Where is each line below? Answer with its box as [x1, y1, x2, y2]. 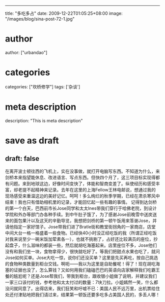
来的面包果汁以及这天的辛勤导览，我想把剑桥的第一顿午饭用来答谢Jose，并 [5, 218, 157, 224]
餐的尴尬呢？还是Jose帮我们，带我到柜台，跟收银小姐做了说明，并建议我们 [5, 273, 157, 279]
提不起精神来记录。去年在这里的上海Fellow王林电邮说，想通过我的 [22, 187, 156, 192]
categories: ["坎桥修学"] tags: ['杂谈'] [5, 83, 81, 89]
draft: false [5, 154, 39, 163]
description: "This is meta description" [5, 117, 83, 123]
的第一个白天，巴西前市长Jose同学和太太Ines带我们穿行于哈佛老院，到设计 [5, 205, 157, 211]
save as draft [5, 135, 59, 146]
